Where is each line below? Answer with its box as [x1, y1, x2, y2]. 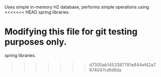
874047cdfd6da [89, 67, 122, 73]
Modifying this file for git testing [4, 26, 138, 37]
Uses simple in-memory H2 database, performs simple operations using [4, 4, 149, 10]
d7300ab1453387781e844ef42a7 [89, 62, 156, 67]
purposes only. [4, 36, 67, 47]
